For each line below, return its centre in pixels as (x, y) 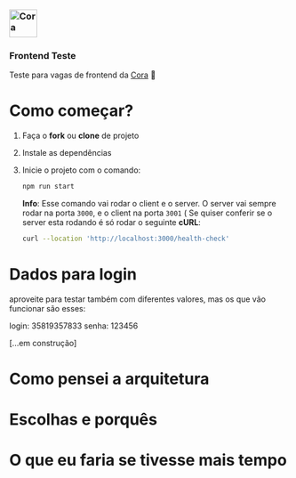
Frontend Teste (43, 55)
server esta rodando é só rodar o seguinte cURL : (112, 223)
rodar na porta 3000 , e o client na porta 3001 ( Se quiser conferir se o (147, 213)
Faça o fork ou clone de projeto (80, 136)
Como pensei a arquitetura (109, 379)
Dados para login (73, 275)
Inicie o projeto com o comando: (81, 170)
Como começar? (72, 111)
